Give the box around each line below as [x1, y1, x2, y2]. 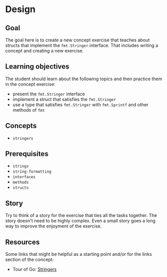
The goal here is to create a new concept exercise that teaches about [5, 37, 150, 43]
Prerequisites [5, 150, 49, 158]
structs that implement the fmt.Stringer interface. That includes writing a [5, 42, 158, 48]
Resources [5, 238, 40, 246]
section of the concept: [5, 256, 54, 263]
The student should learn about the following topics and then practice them [5, 76, 163, 82]
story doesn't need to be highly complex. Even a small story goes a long [5, 218, 156, 224]
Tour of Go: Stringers [12, 266, 57, 272]
